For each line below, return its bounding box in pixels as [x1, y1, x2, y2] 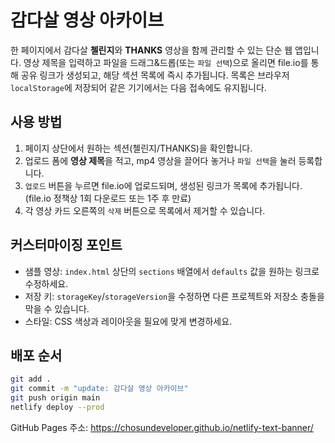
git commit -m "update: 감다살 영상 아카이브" [10, 384, 189, 394]
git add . [10, 374, 52, 385]
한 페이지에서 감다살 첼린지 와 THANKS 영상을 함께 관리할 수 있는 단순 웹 [10, 44, 293, 56]
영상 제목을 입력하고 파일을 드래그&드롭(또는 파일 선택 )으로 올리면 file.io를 [23, 56, 309, 68]
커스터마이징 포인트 [10, 237, 123, 254]
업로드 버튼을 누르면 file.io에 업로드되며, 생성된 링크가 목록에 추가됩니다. [24, 179, 303, 191]
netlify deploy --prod [10, 402, 105, 412]
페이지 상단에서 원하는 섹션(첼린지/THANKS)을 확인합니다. [24, 142, 253, 154]
